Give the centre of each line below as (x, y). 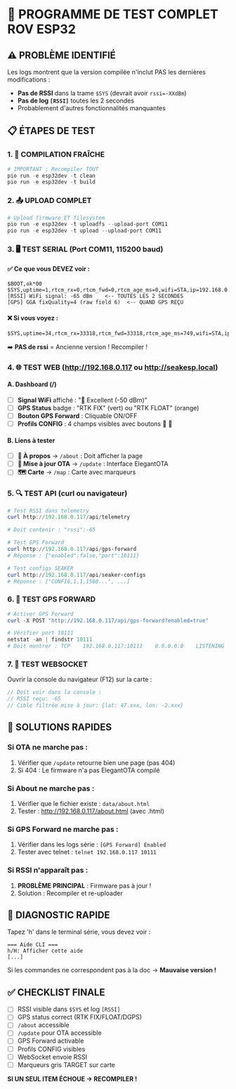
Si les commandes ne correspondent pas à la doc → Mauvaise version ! (112, 970)
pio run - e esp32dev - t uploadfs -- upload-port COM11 (88, 224)
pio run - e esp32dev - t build (52, 182)
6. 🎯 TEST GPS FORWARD (52, 599)
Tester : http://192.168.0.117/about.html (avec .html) (91, 811)
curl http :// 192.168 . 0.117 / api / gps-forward (72, 549)
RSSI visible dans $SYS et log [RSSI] (69, 1009)
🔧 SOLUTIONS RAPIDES (60, 728)
